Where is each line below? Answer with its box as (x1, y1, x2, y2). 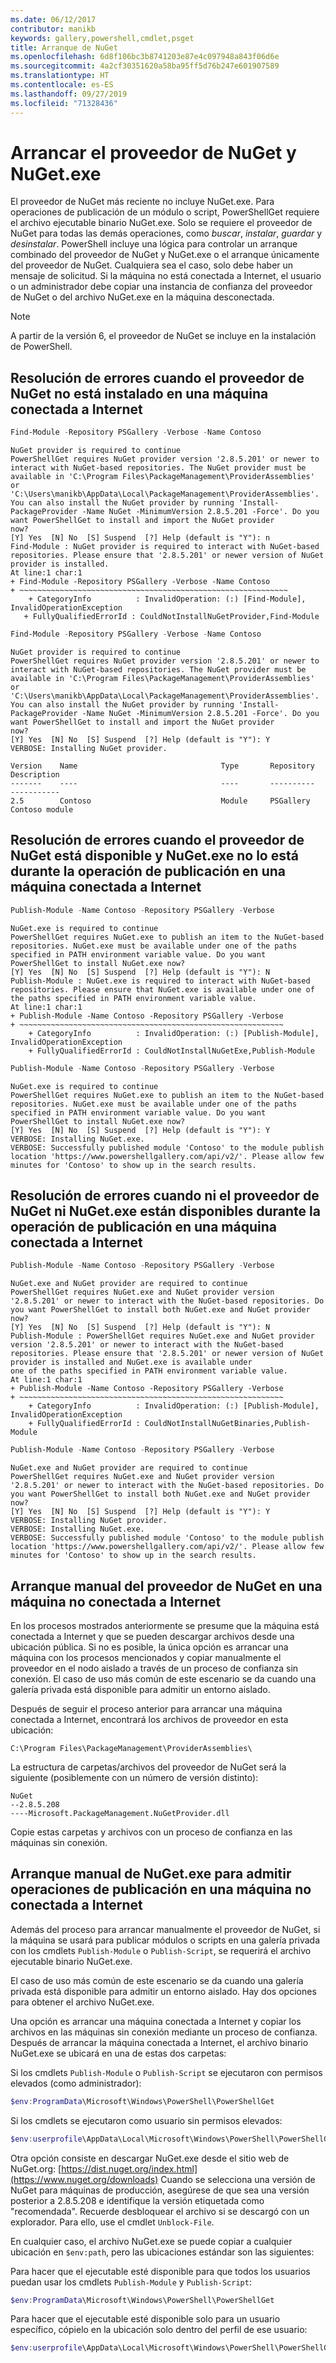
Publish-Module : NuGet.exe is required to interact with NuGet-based (10, 976, 311, 986)
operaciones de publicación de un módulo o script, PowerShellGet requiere (10, 206, 320, 218)
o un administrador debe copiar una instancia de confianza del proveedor (10, 281, 313, 293)
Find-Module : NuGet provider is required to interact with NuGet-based (10, 542, 320, 552)
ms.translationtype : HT (10, 71, 110, 81)
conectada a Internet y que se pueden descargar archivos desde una (10, 1630, 295, 1642)
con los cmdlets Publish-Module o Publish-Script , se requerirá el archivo (10, 1944, 312, 1956)
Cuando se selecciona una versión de (160, 2173, 316, 2185)
